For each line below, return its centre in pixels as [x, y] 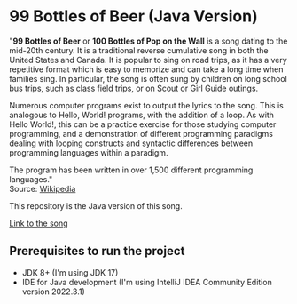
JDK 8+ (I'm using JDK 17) [70, 272]
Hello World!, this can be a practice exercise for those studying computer [143, 124]
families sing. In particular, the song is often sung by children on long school [148, 78]
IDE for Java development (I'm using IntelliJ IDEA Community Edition [147, 282]
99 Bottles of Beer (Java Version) [134, 16]
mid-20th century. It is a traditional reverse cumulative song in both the [139, 50]
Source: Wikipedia [43, 188]
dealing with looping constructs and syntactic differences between [131, 143]
